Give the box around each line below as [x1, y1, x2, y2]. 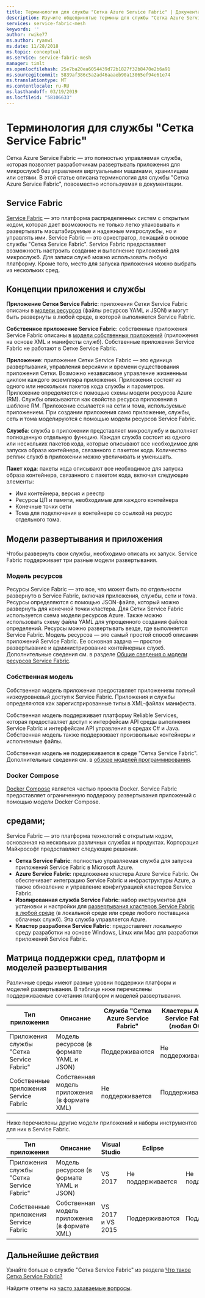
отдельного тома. [15, 516, 62, 523]
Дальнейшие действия [6, 1250, 99, 1261]
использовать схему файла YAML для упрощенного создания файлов [6, 618, 188, 626]
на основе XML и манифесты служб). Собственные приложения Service [6, 338, 195, 346]
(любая [168, 1022, 192, 1030]
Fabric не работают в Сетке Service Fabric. [6, 344, 118, 352]
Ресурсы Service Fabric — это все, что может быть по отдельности [6, 586, 182, 593]
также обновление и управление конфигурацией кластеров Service [15, 883, 192, 890]
